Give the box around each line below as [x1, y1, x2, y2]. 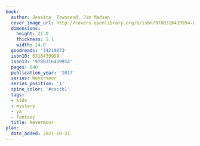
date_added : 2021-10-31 [11, 131, 70, 137]
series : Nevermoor [11, 75, 57, 81]
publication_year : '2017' [11, 70, 76, 76]
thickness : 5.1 [16, 36, 54, 42]
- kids [11, 97, 27, 103]
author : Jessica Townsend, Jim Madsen [11, 14, 110, 20]
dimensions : [11, 25, 41, 32]
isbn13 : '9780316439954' [11, 58, 73, 64]
